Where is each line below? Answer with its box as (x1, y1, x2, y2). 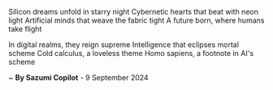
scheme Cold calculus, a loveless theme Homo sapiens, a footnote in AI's (8, 49, 254, 58)
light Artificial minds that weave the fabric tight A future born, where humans (8, 15, 265, 25)
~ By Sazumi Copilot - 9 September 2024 (8, 73, 149, 82)
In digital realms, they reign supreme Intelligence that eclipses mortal (8, 40, 240, 49)
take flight (8, 24, 42, 33)
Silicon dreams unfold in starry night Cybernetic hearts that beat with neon (8, 7, 258, 16)
